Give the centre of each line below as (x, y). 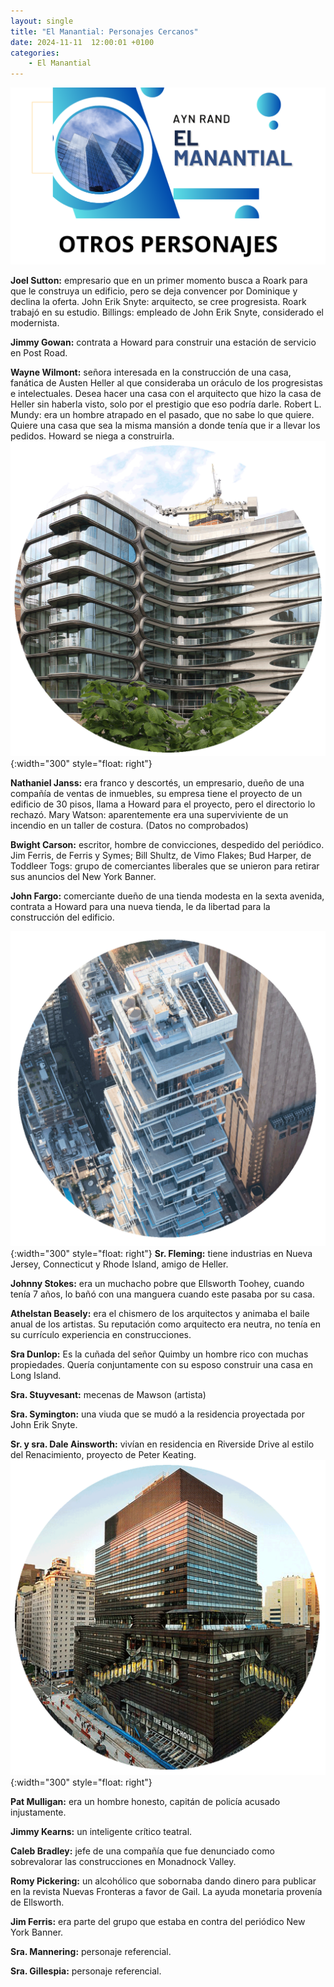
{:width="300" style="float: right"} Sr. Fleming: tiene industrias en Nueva (161, 1254)
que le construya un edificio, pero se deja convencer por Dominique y (154, 291)
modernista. (35, 323)
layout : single (42, 21)
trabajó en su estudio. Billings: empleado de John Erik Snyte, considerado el (167, 312)
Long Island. (36, 1376)
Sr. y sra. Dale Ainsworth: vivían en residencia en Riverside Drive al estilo (162, 1444)
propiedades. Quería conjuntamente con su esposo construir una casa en (161, 1365)
